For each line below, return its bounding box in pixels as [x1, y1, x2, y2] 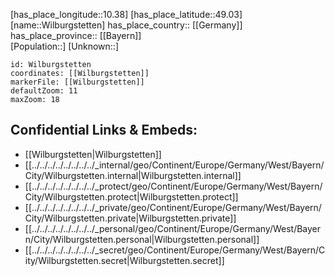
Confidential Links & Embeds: [10, 122, 198, 139]
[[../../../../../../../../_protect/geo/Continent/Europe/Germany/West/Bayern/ [24, 180, 323, 192]
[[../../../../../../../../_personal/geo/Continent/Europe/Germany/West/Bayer [24, 222, 322, 234]
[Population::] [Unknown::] [10, 40, 120, 52]
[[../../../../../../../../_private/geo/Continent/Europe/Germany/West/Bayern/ [24, 201, 322, 213]
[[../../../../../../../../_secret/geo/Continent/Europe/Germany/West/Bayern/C [24, 244, 326, 256]
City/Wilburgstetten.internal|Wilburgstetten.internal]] [24, 169, 242, 181]
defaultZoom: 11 [10, 86, 78, 96]
